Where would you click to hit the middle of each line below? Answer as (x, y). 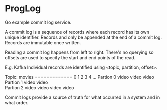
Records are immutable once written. (43, 42)
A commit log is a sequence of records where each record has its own (77, 32)
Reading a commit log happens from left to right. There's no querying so (79, 52)
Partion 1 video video (27, 82)
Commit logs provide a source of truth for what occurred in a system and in (83, 97)
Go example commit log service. (38, 22)
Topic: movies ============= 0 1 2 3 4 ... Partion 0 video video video (80, 77)
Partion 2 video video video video (40, 87)
